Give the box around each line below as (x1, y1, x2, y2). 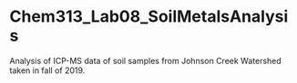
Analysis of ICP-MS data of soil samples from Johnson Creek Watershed (9, 55, 282, 66)
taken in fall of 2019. (9, 65, 86, 76)
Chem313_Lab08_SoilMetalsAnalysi (9, 6, 289, 27)
